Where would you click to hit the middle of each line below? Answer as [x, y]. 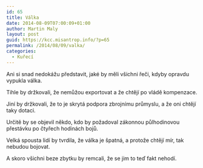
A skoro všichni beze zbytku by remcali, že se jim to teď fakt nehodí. [92, 158]
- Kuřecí [23, 57]
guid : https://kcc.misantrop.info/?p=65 [58, 40]
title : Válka [23, 18]
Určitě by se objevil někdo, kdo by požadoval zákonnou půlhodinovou [93, 122]
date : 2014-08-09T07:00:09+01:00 [48, 23]
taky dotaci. [21, 110]
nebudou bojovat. [28, 146]
